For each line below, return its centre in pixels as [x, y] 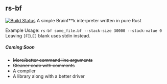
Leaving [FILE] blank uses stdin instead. [48, 35]
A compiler [24, 71]
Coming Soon [20, 47]
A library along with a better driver [49, 76]
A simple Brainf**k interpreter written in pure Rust [89, 20]
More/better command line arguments [53, 60]
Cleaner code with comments [44, 65]
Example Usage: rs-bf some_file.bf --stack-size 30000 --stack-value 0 [84, 30]
